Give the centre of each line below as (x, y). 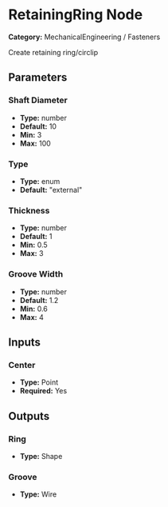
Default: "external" (51, 190)
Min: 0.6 (33, 309)
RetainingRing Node (76, 15)
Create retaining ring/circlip (53, 52)
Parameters (38, 78)
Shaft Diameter (38, 100)
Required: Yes (43, 391)
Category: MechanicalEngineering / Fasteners (84, 37)
